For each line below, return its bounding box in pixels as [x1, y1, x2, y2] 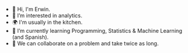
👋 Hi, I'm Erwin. [11, 6, 50, 13]
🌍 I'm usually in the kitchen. [11, 18, 83, 26]
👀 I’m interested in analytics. [11, 12, 83, 19]
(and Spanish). [11, 33, 49, 40]
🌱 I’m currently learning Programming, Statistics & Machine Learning [11, 27, 183, 34]
